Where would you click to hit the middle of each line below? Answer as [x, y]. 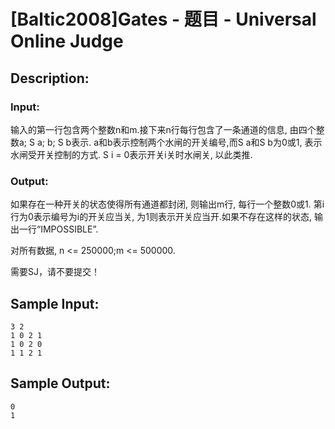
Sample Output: [60, 383]
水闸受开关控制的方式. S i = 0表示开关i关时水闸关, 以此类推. [131, 154]
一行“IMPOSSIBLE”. [58, 229]
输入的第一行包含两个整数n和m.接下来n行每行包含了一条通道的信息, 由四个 [163, 129]
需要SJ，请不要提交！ [55, 272]
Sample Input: [55, 303]
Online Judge [67, 41]
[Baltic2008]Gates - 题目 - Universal [163, 19]
